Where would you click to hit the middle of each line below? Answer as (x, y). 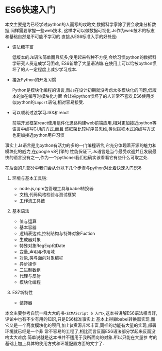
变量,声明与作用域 (37, 251)
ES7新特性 (22, 292)
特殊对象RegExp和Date (42, 246)
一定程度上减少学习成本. (53, 69)
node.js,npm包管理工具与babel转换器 (56, 188)
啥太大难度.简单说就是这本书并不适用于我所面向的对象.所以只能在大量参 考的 (81, 337)
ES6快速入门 (30, 10)
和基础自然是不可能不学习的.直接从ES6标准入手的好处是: (61, 36)
